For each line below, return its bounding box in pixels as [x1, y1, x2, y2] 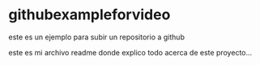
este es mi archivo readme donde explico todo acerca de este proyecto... [8, 47, 253, 57]
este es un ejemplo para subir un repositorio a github [8, 32, 185, 42]
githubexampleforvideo [8, 6, 171, 24]
